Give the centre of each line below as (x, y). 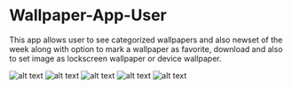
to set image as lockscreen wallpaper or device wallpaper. (115, 58)
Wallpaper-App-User (88, 15)
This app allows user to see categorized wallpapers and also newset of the (146, 40)
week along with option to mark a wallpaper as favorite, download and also (146, 48)
